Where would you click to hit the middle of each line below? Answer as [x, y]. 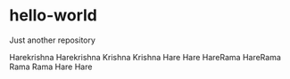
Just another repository [53, 40]
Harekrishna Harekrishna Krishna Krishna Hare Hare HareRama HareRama [145, 57]
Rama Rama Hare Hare [51, 67]
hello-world [54, 16]
